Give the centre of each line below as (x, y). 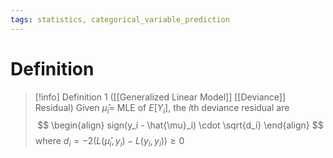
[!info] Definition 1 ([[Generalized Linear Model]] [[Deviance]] (160, 97)
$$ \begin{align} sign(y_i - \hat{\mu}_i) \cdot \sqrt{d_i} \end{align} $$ (180, 125)
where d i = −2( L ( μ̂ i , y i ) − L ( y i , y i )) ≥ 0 (109, 142)
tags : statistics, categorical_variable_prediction (120, 19)
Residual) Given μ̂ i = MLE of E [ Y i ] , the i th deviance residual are (162, 108)
